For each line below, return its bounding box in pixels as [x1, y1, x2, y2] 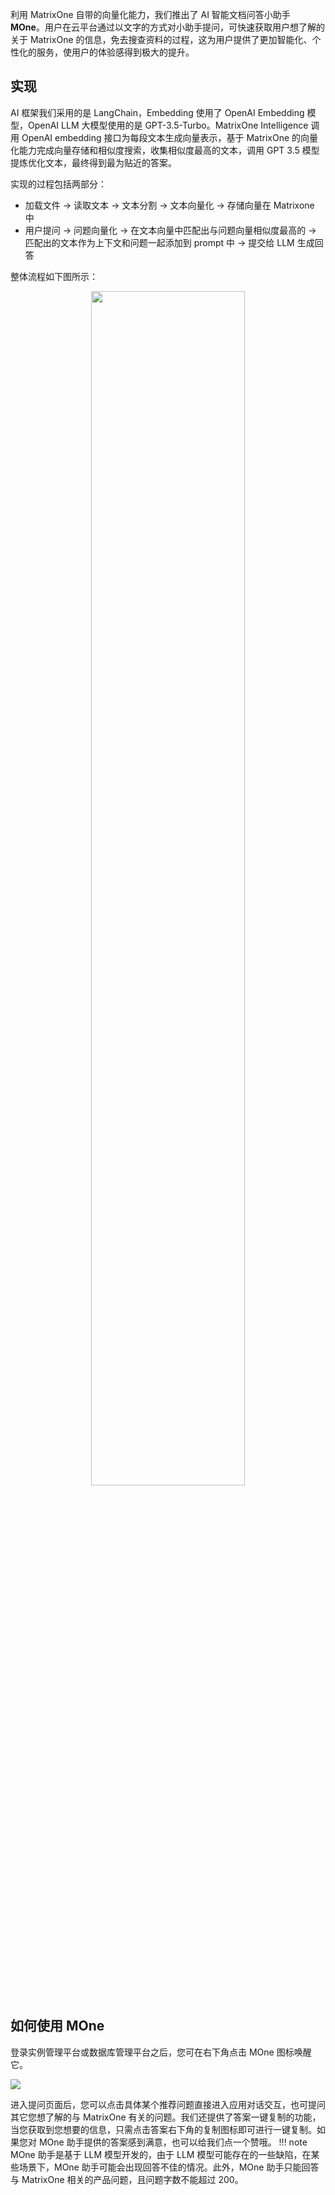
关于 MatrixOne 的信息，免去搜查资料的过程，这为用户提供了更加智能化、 [10, 34, 313, 45]
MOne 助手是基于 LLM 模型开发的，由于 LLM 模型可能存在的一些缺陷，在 [10, 2148, 312, 2160]
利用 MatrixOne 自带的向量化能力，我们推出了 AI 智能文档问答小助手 [10, 9, 291, 20]
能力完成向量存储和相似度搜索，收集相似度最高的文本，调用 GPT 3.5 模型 [18, 144, 320, 156]
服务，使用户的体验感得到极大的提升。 [36, 46, 195, 58]
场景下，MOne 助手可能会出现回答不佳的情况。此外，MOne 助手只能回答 [18, 2161, 320, 2173]
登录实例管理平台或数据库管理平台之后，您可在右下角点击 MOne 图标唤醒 [10, 2046, 312, 2058]
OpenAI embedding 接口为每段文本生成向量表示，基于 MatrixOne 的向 [21, 131, 310, 143]
